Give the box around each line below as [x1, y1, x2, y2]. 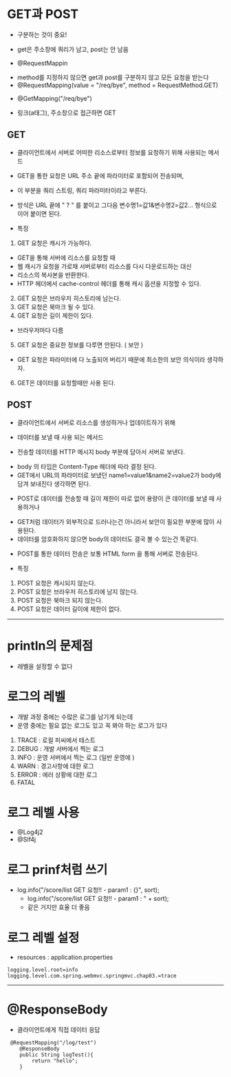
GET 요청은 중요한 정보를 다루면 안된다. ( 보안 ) [16, 340, 144, 349]
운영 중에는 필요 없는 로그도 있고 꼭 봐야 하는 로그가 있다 [16, 721, 168, 730]
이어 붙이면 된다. [16, 209, 62, 217]
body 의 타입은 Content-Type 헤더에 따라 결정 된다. [16, 462, 157, 470]
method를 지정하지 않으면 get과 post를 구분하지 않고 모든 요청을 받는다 [16, 73, 209, 81]
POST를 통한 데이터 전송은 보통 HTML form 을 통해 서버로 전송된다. [16, 550, 199, 558]
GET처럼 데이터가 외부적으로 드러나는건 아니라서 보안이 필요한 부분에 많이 [16, 517, 215, 525]
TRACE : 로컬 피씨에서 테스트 [16, 736, 96, 744]
